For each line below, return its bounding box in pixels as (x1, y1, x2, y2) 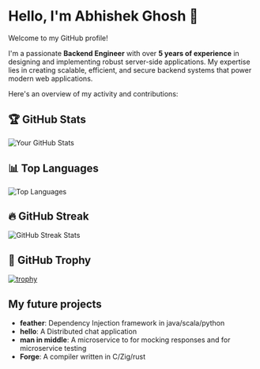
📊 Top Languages (8, 162, 99, 175)
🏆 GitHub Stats (8, 113, 87, 126)
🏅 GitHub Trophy (8, 253, 92, 267)
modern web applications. (8, 73, 93, 83)
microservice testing (19, 344, 87, 352)
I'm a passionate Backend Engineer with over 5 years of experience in (8, 48, 239, 58)
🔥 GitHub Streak (8, 209, 89, 223)
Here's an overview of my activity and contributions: (8, 88, 179, 98)
